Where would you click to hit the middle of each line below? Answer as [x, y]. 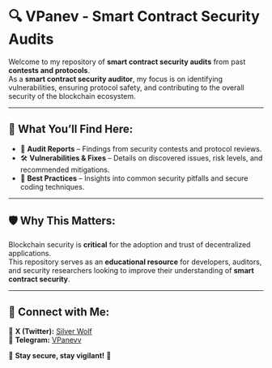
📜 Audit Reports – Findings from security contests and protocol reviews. [141, 148]
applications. [30, 253]
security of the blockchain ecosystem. [72, 96]
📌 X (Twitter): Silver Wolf [50, 332]
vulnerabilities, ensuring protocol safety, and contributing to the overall [126, 88]
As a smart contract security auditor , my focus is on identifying [116, 79]
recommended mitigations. [65, 169]
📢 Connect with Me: [59, 312]
